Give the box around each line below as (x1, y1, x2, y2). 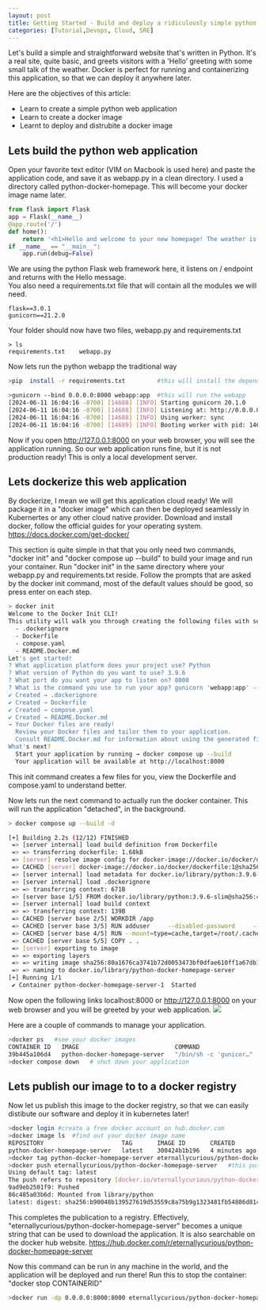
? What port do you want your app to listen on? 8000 (8, 676, 190, 684)
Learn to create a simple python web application (19, 104, 178, 113)
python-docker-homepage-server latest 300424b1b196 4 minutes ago (8, 1147, 257, 1155)
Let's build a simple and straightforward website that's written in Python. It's (8, 48, 256, 58)
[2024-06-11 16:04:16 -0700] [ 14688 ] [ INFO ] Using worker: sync (8, 413, 225, 421)
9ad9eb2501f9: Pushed (8, 1183, 80, 1192)
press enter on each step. (8, 588, 93, 597)
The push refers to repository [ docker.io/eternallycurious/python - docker (8, 1176, 260, 1184)
